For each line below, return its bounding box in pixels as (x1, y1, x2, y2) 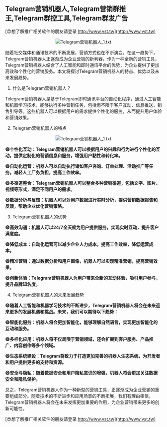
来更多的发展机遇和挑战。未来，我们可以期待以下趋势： (5, 309, 118, 315)
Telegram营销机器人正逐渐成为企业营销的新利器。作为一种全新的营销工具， (5, 55, 160, 61)
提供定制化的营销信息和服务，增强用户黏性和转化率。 (13, 152, 123, 158)
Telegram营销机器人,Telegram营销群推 (5, 4, 126, 13)
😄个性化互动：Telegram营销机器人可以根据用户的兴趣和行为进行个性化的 (5, 146, 156, 152)
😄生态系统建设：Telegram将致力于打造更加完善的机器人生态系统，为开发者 (5, 353, 161, 359)
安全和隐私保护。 (5, 376, 40, 382)
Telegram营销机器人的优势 (12, 214, 67, 220)
